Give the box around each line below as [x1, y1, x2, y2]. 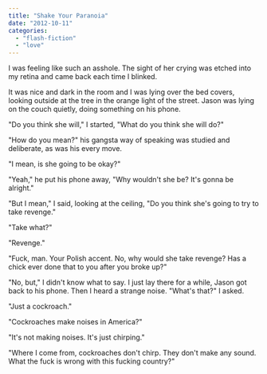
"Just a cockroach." [8, 301, 73, 312]
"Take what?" [8, 223, 53, 233]
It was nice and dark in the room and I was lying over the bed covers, [8, 87, 235, 97]
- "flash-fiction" [15, 34, 77, 42]
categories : [8, 26, 48, 34]
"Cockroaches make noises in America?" [8, 317, 143, 327]
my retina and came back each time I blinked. [8, 72, 158, 82]
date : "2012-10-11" [8, 19, 73, 27]
